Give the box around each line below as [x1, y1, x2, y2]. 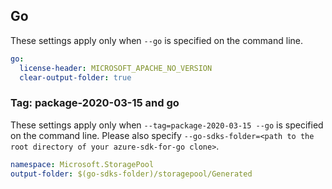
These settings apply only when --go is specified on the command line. [10, 34, 303, 46]
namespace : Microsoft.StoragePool [10, 159, 155, 169]
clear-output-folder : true [19, 72, 132, 83]
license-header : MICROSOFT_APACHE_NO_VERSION [19, 63, 213, 73]
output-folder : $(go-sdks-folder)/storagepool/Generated [10, 169, 253, 179]
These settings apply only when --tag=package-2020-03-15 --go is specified [10, 119, 324, 131]
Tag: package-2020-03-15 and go [10, 96, 180, 110]
